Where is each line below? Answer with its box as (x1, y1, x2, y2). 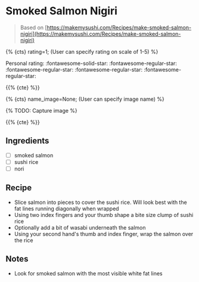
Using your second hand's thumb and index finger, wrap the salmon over (14, 230, 194, 237)
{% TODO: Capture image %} (5, 107, 78, 114)
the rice (14, 237, 33, 244)
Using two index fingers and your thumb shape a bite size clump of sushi (14, 211, 194, 218)
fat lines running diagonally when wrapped (14, 204, 120, 212)
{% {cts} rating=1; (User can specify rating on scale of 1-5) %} (5, 48, 158, 55)
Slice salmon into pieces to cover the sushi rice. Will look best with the (14, 199, 187, 206)
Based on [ (20, 24, 47, 31)
